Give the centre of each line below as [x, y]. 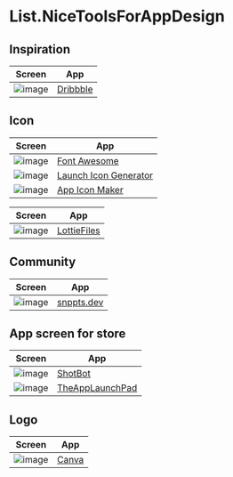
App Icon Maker [90, 190]
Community [43, 262]
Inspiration [40, 49]
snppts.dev [80, 302]
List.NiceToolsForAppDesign [117, 16]
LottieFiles [79, 230]
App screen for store [68, 334]
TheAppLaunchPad [97, 388]
